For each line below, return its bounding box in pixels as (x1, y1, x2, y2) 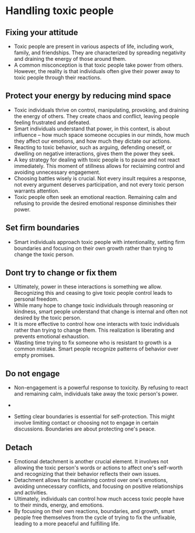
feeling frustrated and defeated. (13, 119, 91, 126)
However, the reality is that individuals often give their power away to (13, 68, 180, 74)
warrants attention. (13, 187, 60, 194)
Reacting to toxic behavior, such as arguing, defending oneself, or (13, 143, 173, 150)
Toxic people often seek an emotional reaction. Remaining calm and (13, 193, 177, 200)
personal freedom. (13, 295, 59, 302)
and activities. (13, 489, 48, 496)
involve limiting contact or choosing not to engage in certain (13, 419, 159, 427)
